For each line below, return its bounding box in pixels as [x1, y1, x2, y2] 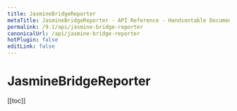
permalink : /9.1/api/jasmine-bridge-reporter [7, 23, 143, 30]
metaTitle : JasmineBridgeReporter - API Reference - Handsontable [7, 17, 207, 24]
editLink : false [7, 43, 55, 50]
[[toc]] [7, 96, 26, 105]
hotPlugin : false [7, 37, 59, 44]
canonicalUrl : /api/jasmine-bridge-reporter [7, 30, 140, 37]
